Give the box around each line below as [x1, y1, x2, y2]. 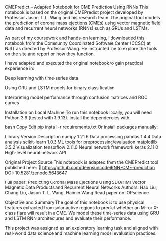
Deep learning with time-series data [5, 75, 78, 81]
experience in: [5, 65, 35, 71]
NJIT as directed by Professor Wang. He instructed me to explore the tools [5, 46, 158, 51]
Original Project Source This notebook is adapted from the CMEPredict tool [5, 159, 159, 165]
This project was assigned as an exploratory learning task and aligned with [5, 225, 158, 231]
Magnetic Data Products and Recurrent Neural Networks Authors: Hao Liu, [5, 184, 157, 190]
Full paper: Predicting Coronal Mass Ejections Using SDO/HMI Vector [5, 180, 146, 185]
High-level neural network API [5, 150, 66, 155]
